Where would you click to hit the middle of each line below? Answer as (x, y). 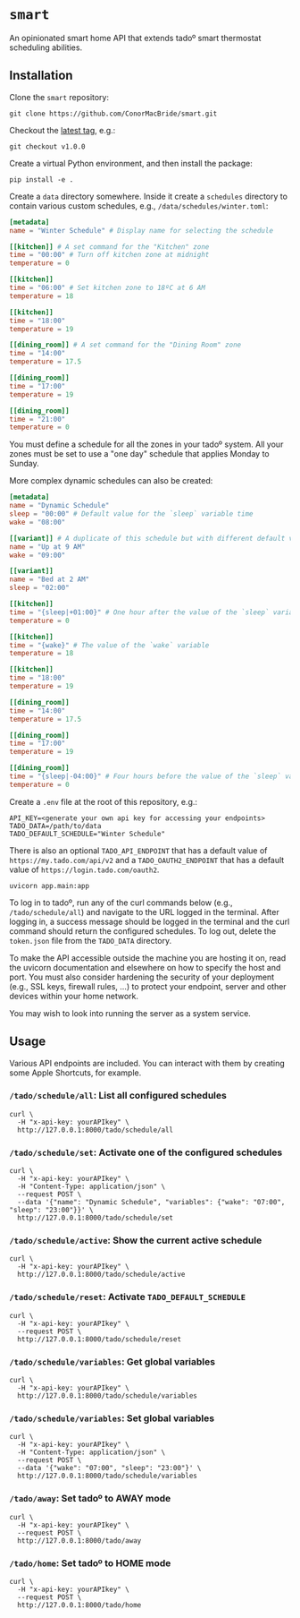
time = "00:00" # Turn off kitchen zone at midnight (109, 255)
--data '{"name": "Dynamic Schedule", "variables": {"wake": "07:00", (151, 1203)
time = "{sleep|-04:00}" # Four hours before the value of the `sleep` (145, 776)
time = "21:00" (37, 419)
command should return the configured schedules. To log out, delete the (143, 931)
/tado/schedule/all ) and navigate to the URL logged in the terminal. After (144, 912)
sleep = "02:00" (39, 588)
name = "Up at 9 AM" (48, 547)
